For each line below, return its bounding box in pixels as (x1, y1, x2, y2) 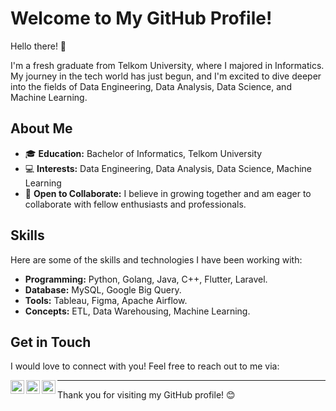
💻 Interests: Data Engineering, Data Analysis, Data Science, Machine (24, 162, 313, 174)
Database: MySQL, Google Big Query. (24, 283, 182, 296)
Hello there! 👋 (10, 40, 67, 52)
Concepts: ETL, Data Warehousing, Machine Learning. (24, 305, 251, 317)
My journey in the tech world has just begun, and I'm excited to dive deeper (10, 70, 322, 82)
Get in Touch (10, 333, 92, 351)
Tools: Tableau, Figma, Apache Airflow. (24, 294, 188, 306)
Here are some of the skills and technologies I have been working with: (10, 253, 303, 266)
